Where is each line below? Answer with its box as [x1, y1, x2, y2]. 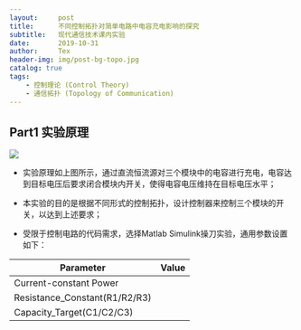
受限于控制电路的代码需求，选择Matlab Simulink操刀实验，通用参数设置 [22, 228, 288, 240]
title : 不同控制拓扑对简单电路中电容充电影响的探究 [9, 22, 200, 31]
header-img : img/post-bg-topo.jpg [9, 55, 140, 64]
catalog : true [9, 64, 63, 73]
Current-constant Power [14, 277, 119, 289]
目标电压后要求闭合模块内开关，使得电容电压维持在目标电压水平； [30, 178, 277, 190]
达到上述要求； [46, 209, 102, 220]
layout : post [9, 13, 75, 23]
